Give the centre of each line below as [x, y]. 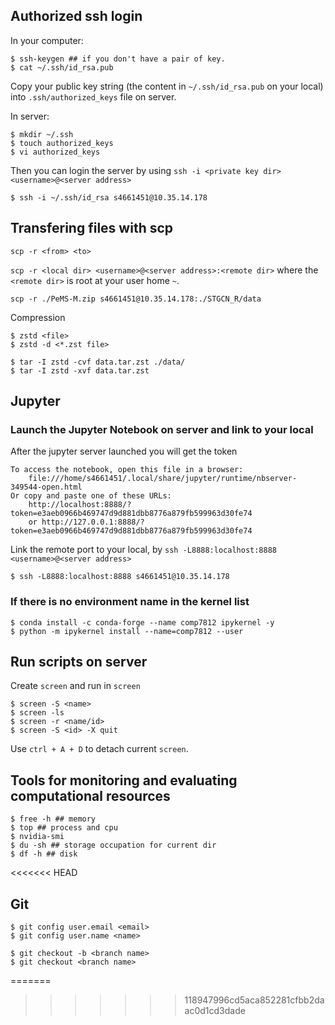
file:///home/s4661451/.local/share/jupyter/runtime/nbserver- [163, 479]
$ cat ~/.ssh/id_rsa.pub [62, 67]
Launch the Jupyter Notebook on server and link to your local [162, 429]
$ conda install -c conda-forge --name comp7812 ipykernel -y [142, 622]
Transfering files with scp [92, 228]
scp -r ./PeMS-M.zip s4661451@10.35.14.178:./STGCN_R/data [136, 299]
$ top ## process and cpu [64, 828]
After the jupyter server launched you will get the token [124, 451]
